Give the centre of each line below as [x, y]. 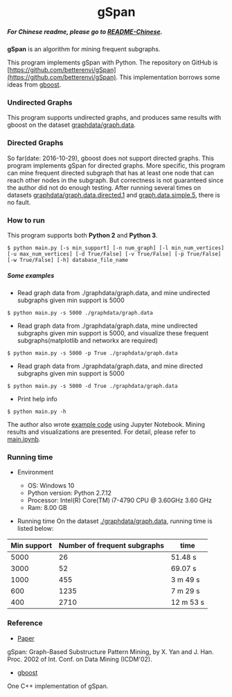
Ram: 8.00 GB [47, 508]
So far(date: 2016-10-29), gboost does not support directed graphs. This [111, 158]
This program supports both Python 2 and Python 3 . [82, 236]
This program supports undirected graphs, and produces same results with [114, 118]
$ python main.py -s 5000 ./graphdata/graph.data [80, 313]
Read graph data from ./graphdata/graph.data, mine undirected [107, 326]
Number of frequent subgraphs [111, 546]
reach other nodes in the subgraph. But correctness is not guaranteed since [115, 180]
